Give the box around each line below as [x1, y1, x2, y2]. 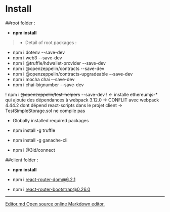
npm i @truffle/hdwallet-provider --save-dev [12, 60, 106, 66]
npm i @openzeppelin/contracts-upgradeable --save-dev [12, 70, 133, 77]
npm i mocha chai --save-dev [12, 76, 75, 82]
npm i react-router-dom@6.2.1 [12, 176, 76, 183]
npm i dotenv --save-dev [12, 49, 65, 55]
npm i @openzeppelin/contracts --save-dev [12, 65, 105, 72]
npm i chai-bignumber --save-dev [12, 82, 84, 88]
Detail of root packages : [25, 39, 77, 46]
